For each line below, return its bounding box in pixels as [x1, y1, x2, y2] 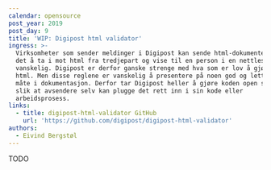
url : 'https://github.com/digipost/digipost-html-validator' [23, 117, 232, 125]
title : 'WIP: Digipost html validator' [8, 34, 143, 43]
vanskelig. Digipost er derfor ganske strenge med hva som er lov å [15, 64, 251, 73]
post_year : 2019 [8, 19, 63, 27]
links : [8, 102, 31, 110]
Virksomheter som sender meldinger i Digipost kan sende [15, 49, 211, 57]
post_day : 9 [8, 27, 48, 35]
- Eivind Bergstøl [15, 131, 78, 139]
